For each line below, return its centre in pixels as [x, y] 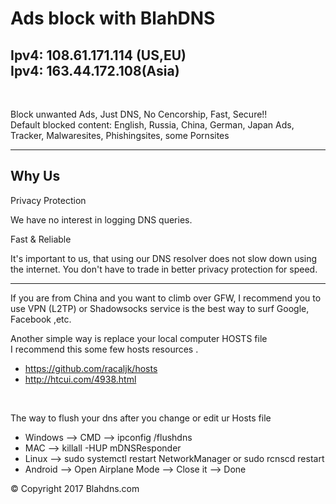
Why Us [35, 176]
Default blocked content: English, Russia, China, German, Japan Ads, [152, 125]
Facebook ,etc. [41, 319]
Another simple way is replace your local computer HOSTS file [139, 338]
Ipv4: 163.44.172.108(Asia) [95, 70]
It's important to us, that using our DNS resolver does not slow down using [164, 258]
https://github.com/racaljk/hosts [91, 368]
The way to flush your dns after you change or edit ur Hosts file [141, 418]
